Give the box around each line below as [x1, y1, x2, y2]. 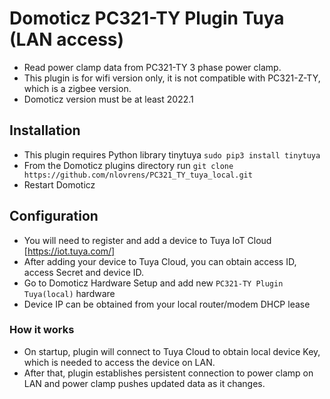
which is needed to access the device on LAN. [23, 356, 216, 368]
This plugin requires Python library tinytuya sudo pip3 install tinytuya [23, 148, 321, 161]
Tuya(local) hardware [23, 287, 116, 299]
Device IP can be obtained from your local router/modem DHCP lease [23, 298, 311, 310]
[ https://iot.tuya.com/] [23, 245, 116, 257]
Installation [9, 122, 81, 139]
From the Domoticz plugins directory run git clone [23, 159, 234, 171]
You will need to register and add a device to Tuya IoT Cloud [23, 234, 272, 246]
